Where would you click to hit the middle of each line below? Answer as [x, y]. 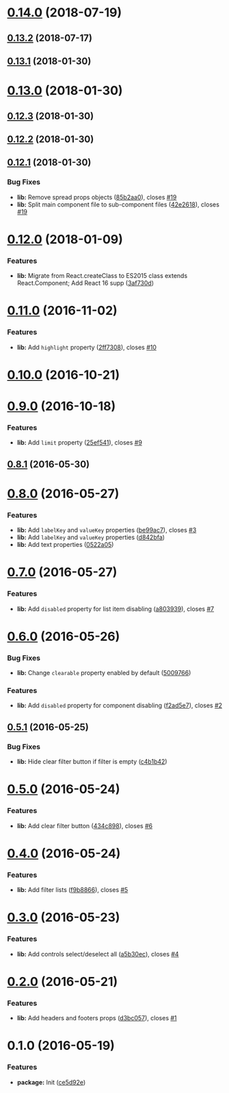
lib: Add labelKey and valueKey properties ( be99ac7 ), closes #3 [107, 530]
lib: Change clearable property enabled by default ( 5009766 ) [104, 673]
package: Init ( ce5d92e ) [51, 1082]
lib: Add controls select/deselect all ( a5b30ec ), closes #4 [98, 954]
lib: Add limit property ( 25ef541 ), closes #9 [79, 443]
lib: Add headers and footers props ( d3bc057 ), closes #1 [97, 1018]
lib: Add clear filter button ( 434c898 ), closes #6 [84, 825]
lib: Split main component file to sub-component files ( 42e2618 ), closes [118, 204]
